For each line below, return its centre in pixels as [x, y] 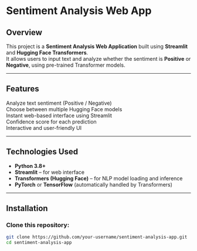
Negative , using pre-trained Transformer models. [66, 65]
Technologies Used [42, 152]
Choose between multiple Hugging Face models [64, 109]
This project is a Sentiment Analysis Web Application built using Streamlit [97, 46]
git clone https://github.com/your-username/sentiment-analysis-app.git [97, 237]
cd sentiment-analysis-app [39, 243]
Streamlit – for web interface [50, 172]
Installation [27, 209]
